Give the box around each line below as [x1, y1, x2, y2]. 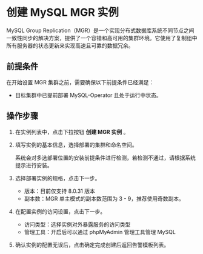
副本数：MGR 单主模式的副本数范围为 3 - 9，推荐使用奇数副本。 [24, 195, 185, 202]
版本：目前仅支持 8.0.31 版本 [24, 187, 95, 195]
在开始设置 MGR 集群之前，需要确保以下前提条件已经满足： [6, 78, 155, 85]
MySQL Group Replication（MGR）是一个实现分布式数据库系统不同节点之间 [6, 27, 195, 34]
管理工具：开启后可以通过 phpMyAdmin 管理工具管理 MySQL [24, 228, 176, 235]
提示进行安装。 [15, 161, 53, 169]
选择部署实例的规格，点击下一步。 [15, 174, 101, 182]
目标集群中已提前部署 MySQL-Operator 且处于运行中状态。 [15, 92, 162, 99]
